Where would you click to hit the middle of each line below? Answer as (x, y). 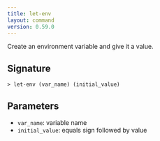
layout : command (31, 20)
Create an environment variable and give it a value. (80, 47)
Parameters (33, 106)
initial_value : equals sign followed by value (82, 130)
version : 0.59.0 (31, 27)
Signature (29, 68)
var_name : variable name (52, 123)
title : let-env (29, 14)
